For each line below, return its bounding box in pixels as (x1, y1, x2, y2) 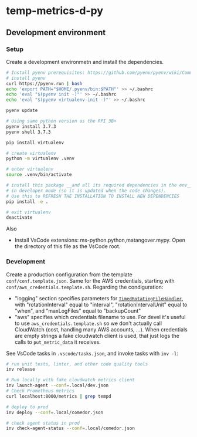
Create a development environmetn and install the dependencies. (6, 58, 164, 65)
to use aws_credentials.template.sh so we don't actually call (14, 320, 162, 327)
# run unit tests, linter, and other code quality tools (6, 361, 148, 367)
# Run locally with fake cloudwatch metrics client (6, 377, 135, 383)
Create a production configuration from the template (6, 271, 133, 278)
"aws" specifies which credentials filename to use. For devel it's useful (14, 313, 186, 320)
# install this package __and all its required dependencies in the (6, 182, 177, 188)
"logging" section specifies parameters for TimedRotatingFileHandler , (14, 294, 184, 302)
